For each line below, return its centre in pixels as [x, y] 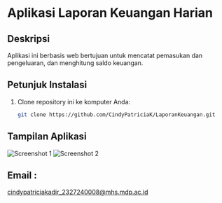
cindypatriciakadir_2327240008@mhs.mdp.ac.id [78, 192]
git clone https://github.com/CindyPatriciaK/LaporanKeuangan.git [116, 114]
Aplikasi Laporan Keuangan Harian [110, 13]
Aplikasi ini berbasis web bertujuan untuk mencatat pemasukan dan [105, 55]
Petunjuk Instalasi [47, 85]
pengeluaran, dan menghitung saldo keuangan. [75, 63]
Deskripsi [29, 39]
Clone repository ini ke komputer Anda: [74, 101]
